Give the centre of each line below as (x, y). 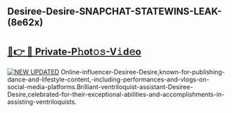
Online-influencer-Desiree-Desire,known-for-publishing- (143, 72)
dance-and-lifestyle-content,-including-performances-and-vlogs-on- (108, 79)
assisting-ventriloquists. (42, 102)
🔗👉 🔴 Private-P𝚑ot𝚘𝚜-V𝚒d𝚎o (75, 52)
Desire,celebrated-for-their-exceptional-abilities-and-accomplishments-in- (116, 94)
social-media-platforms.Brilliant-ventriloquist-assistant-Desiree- (100, 87)
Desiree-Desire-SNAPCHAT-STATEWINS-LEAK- (115, 12)
